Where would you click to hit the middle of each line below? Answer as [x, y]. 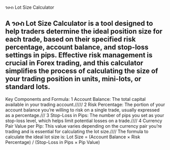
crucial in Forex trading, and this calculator [74, 63]
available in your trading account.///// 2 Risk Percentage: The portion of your [85, 104]
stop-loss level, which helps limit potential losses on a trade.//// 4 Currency [84, 121]
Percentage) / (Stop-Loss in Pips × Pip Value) [53, 142]
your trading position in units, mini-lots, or [73, 79]
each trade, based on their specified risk [71, 39]
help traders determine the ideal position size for [84, 32]
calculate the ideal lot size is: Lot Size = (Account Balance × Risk [73, 137]
